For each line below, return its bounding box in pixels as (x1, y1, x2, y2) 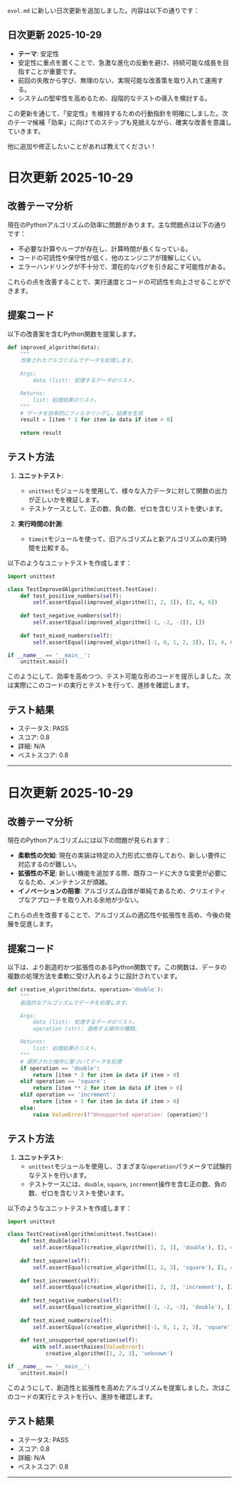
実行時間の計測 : (17, 519, 64, 528)
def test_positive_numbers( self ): (20, 592, 122, 600)
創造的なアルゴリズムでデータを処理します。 (20, 999, 131, 1007)
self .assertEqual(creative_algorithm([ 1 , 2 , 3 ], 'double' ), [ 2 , (33, 1244, 228, 1251)
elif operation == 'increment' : (20, 1091, 116, 1099)
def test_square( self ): (20, 1257, 91, 1264)
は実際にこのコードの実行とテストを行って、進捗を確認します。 (7, 681, 193, 689)
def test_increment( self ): (20, 1277, 100, 1285)
